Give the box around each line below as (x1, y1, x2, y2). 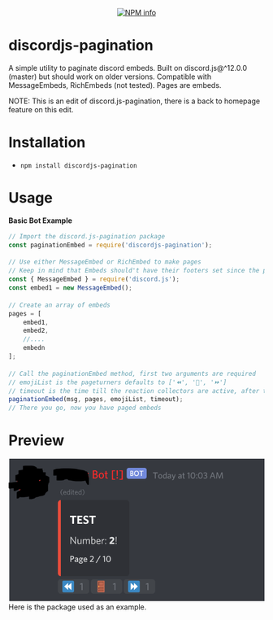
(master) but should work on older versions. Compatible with (8, 72, 212, 81)
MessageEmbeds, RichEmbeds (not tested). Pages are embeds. (8, 80, 222, 90)
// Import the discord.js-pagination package (8, 232, 165, 240)
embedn (23, 344, 45, 352)
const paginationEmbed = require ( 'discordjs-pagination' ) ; (8, 241, 213, 249)
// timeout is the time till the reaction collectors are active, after (8, 386, 260, 395)
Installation (8, 133, 86, 152)
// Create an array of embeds (8, 301, 111, 309)
